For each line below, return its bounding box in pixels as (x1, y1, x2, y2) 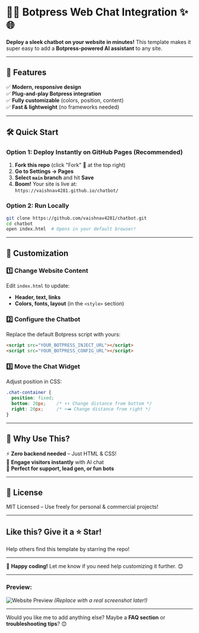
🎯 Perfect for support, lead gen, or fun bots (6, 465, 114, 472)
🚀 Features (6, 68, 47, 78)
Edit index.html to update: (6, 282, 70, 289)
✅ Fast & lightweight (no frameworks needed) (6, 103, 120, 111)
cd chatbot (6, 221, 33, 226)
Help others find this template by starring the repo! (6, 546, 130, 553)
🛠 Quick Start (6, 127, 59, 137)
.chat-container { (6, 389, 52, 396)
